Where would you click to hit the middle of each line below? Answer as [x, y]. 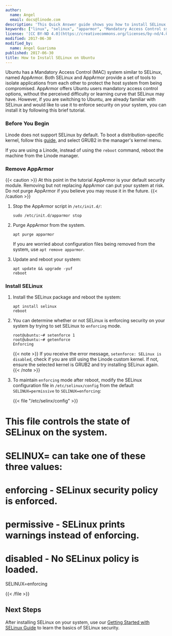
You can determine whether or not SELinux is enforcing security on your [89, 321]
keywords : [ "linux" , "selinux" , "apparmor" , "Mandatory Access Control [83, 29]
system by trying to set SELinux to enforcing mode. [67, 326]
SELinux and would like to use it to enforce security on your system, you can [86, 105]
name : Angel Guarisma [33, 48]
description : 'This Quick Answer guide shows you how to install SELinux [86, 24]
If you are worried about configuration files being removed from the [84, 244]
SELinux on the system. [56, 432]
